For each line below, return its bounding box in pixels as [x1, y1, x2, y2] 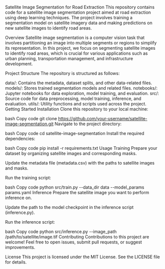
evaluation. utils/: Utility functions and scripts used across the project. [5, 101, 146, 106]
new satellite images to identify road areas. [5, 25, 92, 31]
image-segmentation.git [5, 121, 54, 127]
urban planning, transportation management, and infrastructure [5, 56, 134, 61]
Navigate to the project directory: [55, 121, 122, 127]
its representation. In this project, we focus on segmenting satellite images [5, 45, 156, 51]
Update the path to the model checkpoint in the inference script [5, 204, 134, 210]
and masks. [5, 165, 28, 171]
